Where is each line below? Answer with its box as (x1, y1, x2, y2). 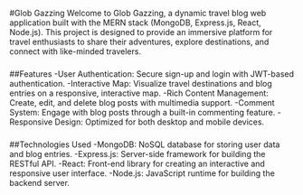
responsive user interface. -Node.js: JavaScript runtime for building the (9, 167, 276, 179)
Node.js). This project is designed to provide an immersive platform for (9, 27, 273, 37)
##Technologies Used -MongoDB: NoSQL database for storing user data (9, 139, 280, 150)
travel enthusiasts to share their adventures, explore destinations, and (9, 36, 270, 47)
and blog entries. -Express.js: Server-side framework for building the (9, 148, 266, 159)
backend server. (9, 177, 71, 188)
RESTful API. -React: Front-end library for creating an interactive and (9, 158, 265, 169)
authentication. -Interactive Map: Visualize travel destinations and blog (9, 78, 273, 88)
